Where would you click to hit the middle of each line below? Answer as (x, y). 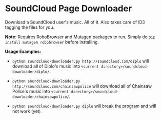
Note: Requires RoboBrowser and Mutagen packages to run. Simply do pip (80, 37)
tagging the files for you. (30, 27)
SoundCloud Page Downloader (69, 9)
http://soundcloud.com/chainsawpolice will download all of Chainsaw (82, 86)
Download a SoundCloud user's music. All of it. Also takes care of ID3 (75, 22)
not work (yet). (27, 111)
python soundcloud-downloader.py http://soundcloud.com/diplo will (80, 61)
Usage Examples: (23, 51)
